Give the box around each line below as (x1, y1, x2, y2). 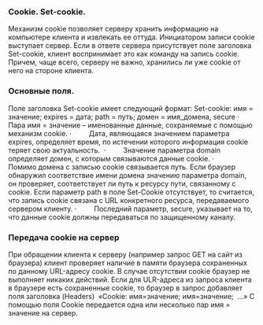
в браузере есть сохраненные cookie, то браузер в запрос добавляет (8, 283, 243, 293)
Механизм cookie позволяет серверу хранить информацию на (8, 24, 219, 34)
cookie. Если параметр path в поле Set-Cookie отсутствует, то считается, (8, 187, 254, 197)
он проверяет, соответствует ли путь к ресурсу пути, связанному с (8, 179, 236, 188)
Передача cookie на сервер (8, 231, 120, 242)
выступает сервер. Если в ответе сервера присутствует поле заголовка (8, 41, 252, 50)
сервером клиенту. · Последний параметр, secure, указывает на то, (8, 204, 254, 213)
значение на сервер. (8, 308, 79, 317)
